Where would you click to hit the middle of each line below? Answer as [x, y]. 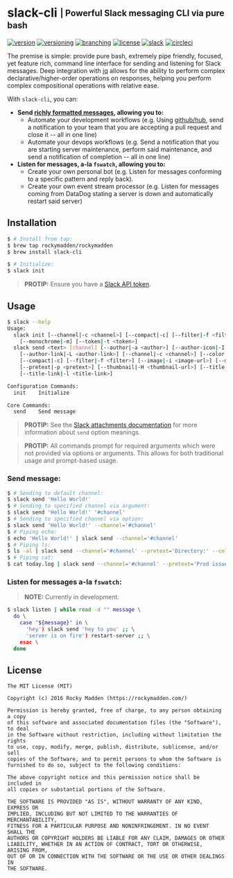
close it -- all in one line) [62, 134]
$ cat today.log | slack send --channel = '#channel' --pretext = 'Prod [108, 564]
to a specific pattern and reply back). [80, 179]
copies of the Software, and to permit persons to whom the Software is [114, 759]
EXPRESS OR [23, 808]
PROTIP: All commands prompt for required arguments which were [120, 446]
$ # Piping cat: [31, 558]
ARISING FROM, [28, 851]
